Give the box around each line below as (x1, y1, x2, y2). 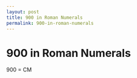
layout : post (6, 8, 40, 15)
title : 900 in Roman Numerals (6, 15, 83, 21)
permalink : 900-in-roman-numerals (6, 20, 94, 26)
